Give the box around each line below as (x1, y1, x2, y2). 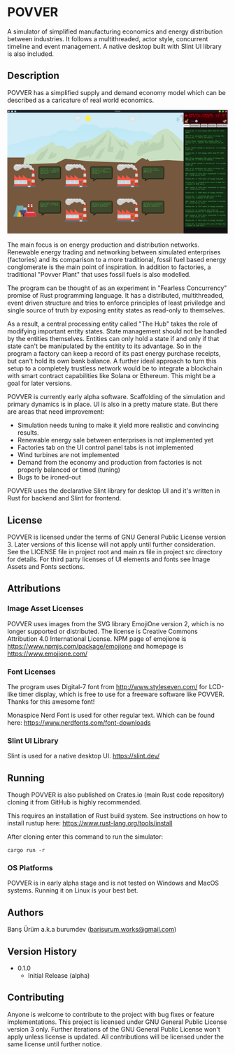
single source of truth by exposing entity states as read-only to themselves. (7, 306, 225, 315)
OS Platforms (7, 863, 54, 873)
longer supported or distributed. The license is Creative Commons (7, 627, 198, 635)
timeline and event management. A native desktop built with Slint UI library (7, 42, 222, 50)
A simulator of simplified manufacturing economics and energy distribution (7, 27, 223, 36)
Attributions (7, 583, 62, 595)
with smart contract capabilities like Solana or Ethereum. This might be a (7, 372, 216, 380)
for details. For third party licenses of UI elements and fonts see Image (7, 555, 211, 563)
